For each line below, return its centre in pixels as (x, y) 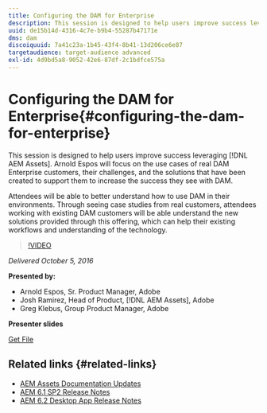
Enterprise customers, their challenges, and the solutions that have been (127, 172)
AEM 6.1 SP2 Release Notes (65, 392)
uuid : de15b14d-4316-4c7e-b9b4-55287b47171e (83, 30)
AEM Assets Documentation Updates (80, 384)
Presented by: (32, 276)
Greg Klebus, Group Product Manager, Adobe (94, 308)
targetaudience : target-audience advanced (79, 53)
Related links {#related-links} (83, 364)
